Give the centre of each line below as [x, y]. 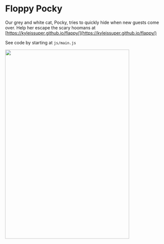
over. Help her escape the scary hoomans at [50, 27]
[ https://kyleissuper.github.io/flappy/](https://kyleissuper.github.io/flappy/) [81, 33]
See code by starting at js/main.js [41, 42]
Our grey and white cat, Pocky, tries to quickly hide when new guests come [82, 22]
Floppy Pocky [34, 9]
